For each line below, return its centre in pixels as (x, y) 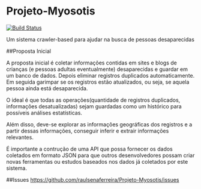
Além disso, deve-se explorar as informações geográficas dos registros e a (99, 124)
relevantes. (20, 137)
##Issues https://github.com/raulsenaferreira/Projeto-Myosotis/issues (93, 179)
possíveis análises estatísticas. (44, 113)
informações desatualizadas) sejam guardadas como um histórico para (94, 106)
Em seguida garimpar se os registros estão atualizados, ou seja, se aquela (98, 82)
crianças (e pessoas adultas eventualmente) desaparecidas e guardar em (97, 69)
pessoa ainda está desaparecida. (47, 88)
